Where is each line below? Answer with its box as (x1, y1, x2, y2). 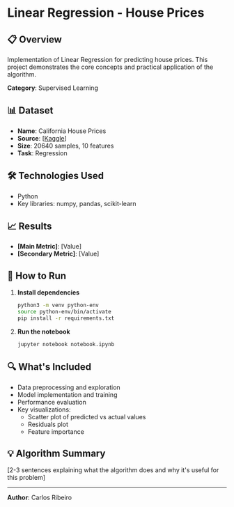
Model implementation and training (17, 390, 118, 398)
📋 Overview (7, 33, 63, 45)
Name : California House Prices (17, 127, 107, 135)
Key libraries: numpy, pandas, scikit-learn (17, 199, 137, 208)
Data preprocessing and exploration (17, 383, 120, 391)
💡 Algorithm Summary (7, 447, 106, 459)
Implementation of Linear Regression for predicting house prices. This (7, 56, 208, 63)
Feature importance (27, 427, 85, 436)
